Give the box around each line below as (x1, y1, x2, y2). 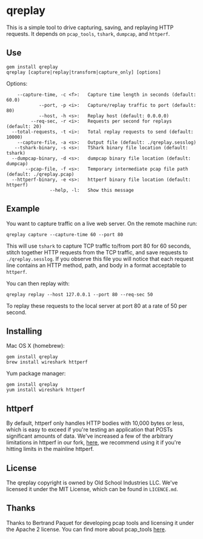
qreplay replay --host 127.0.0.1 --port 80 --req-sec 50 (6, 291, 153, 297)
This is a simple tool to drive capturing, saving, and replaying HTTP (6, 24, 174, 31)
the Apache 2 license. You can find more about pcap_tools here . (6, 526, 167, 533)
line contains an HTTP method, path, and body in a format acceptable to (6, 262, 187, 269)
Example (6, 204, 40, 214)
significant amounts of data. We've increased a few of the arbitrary (6, 432, 174, 440)
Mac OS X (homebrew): (6, 342, 65, 350)
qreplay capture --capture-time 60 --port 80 (6, 231, 123, 237)
